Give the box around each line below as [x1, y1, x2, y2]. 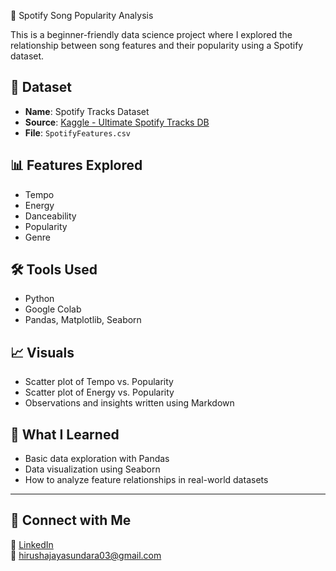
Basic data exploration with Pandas [24, 453, 170, 465]
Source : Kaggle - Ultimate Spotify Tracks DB [24, 116, 210, 128]
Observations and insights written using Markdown [24, 397, 235, 409]
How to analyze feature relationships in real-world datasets [24, 474, 269, 486]
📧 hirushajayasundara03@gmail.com [10, 549, 162, 561]
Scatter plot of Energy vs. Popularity [24, 386, 175, 399]
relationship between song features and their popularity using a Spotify [10, 40, 304, 51]
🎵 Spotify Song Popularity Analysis [10, 10, 154, 21]
